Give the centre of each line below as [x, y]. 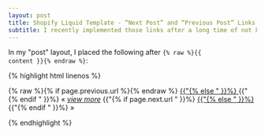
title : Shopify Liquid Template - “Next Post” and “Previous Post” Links [132, 23]
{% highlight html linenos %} [54, 76]
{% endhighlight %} [40, 123]
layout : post [30, 15]
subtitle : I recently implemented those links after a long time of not [130, 30]
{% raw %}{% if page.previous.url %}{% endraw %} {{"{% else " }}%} [123, 91]
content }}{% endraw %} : [48, 60]
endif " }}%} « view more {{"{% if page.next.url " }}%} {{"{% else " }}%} [137, 100]
